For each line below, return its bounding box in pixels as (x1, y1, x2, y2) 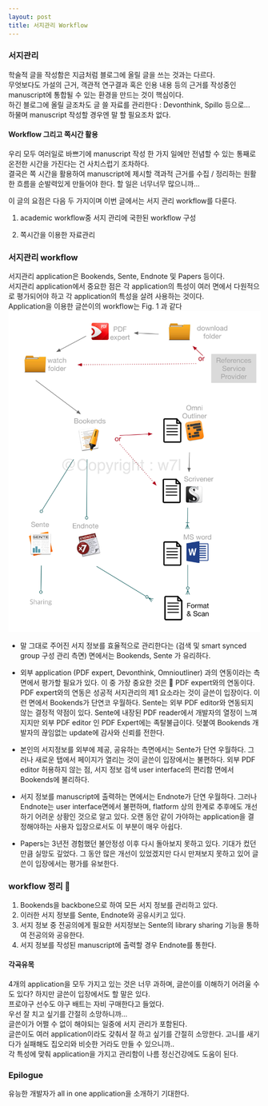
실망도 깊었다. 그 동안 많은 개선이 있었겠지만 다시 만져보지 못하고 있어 (34, 848, 250, 858)
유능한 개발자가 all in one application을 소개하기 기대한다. (8, 1088, 190, 1099)
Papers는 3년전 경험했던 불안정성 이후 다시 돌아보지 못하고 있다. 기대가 (19, 838, 242, 848)
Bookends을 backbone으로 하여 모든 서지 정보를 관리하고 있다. (19, 900, 218, 909)
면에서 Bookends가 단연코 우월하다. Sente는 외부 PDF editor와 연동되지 (28, 697, 254, 707)
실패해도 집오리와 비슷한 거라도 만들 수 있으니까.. (22, 1040, 174, 1049)
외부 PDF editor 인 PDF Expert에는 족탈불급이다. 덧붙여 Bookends (41, 717, 250, 727)
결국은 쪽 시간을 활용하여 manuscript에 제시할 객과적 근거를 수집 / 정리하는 (8, 169, 242, 178)
